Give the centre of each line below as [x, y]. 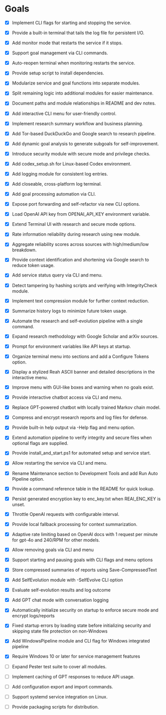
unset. [19, 504]
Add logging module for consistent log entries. [60, 173]
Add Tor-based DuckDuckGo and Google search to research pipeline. [84, 133]
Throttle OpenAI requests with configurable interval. [66, 514]
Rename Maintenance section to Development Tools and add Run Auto [85, 473]
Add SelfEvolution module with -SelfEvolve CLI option [67, 580]
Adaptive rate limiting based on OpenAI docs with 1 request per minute [85, 534]
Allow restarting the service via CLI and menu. [60, 463]
